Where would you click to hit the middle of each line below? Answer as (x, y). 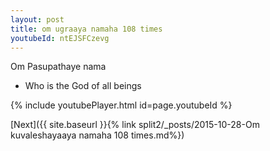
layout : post (37, 19)
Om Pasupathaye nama (58, 67)
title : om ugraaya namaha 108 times (86, 29)
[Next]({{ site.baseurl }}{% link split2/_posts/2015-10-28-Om (135, 125)
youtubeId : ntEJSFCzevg (60, 38)
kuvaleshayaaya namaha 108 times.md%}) (97, 135)
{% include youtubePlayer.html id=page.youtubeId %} (121, 105)
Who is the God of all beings (83, 86)
